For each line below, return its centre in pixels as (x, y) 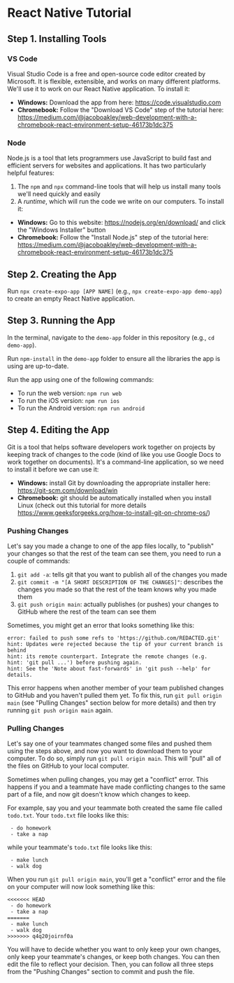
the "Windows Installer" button (61, 230)
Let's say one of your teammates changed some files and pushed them (110, 743)
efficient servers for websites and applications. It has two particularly (107, 165)
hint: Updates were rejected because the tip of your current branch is (115, 644)
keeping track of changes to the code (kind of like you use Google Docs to (114, 454)
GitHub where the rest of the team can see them (87, 612)
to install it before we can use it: (53, 469)
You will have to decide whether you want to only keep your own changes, (114, 949)
